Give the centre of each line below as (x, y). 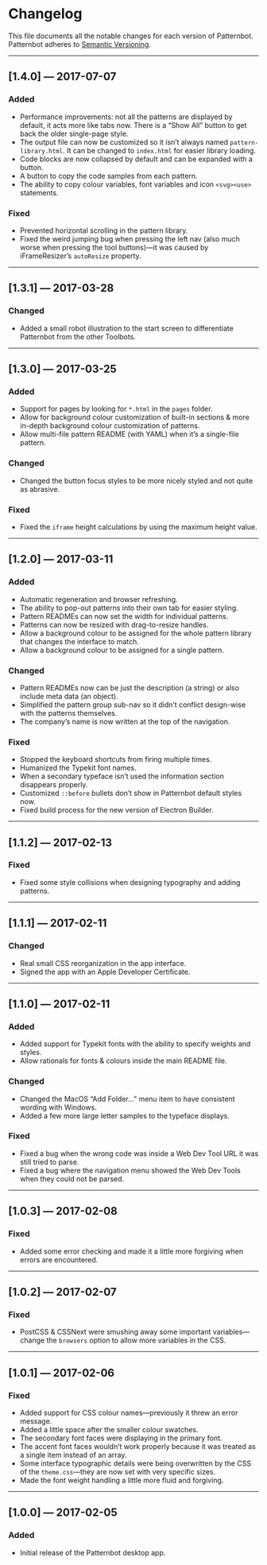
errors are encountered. (59, 1259)
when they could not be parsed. (72, 1179)
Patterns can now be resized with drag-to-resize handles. (114, 624)
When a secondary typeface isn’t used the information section (122, 776)
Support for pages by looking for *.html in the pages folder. (116, 409)
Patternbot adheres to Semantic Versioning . (79, 44)
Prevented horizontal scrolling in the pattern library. (104, 230)
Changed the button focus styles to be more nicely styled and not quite (136, 481)
